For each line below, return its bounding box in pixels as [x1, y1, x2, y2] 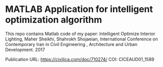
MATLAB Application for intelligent [5, 3, 153, 15]
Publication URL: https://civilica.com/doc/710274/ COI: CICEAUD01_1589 [5, 56, 154, 62]
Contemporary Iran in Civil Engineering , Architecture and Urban [5, 41, 138, 47]
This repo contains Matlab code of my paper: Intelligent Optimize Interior [5, 30, 155, 36]
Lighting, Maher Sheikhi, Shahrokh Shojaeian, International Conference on [5, 36, 158, 42]
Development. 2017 [5, 46, 45, 52]
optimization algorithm [5, 14, 102, 25]
